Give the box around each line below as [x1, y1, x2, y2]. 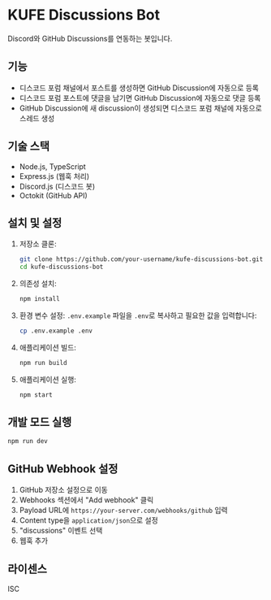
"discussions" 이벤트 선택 [19, 526, 103, 536]
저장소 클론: [19, 239, 58, 249]
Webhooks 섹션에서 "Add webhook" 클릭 [19, 495, 154, 505]
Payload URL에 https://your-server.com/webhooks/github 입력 [19, 506, 228, 515]
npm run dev [7, 437, 48, 446]
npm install [19, 295, 60, 303]
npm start [19, 390, 54, 399]
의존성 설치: [19, 279, 58, 289]
